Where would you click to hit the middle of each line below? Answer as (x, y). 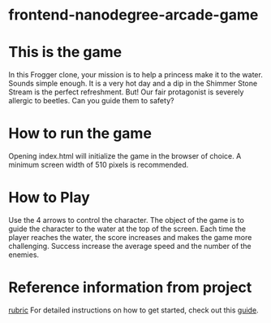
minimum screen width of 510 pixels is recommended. (99, 165)
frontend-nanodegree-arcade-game (133, 15)
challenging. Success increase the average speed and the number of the (130, 246)
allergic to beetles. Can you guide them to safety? (91, 101)
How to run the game (80, 134)
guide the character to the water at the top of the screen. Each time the (127, 229)
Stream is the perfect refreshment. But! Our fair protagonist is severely (126, 92)
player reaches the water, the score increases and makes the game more (130, 237)
